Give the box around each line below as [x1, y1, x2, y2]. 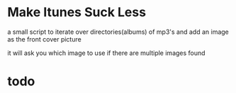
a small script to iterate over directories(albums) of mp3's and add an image [7, 27, 229, 36]
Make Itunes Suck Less [7, 4, 147, 20]
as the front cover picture [7, 35, 82, 43]
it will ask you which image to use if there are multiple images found [7, 49, 206, 57]
